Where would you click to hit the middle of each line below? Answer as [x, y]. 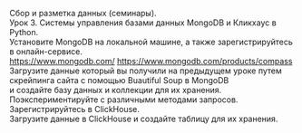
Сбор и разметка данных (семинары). [83, 13]
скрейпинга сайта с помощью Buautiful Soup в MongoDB [119, 80]
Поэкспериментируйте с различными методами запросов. [124, 100]
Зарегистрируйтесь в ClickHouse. [75, 109]
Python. [24, 32]
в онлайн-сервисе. [46, 52]
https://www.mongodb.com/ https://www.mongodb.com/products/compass [151, 61]
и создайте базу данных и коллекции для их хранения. [116, 90]
